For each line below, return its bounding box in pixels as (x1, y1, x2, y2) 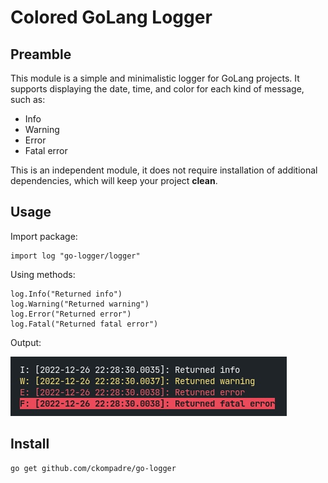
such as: (10, 94, 46, 105)
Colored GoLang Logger (10, 6, 213, 29)
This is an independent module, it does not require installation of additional (10, 164, 318, 176)
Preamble (10, 46, 72, 63)
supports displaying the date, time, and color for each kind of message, (10, 83, 305, 95)
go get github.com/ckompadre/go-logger (10, 463, 177, 473)
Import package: (10, 230, 78, 242)
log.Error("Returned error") (10, 309, 132, 319)
